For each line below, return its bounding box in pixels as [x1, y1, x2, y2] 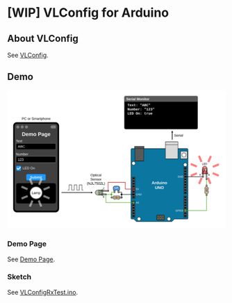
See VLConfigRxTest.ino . [7, 288, 78, 296]
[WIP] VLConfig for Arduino [7, 5, 169, 21]
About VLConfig [7, 33, 78, 44]
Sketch [7, 272, 32, 282]
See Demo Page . [7, 255, 56, 263]
